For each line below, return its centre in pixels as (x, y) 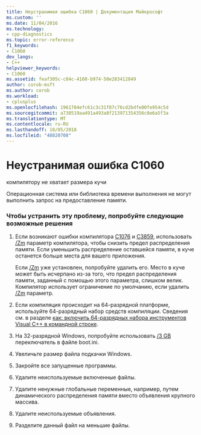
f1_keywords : (23, 46)
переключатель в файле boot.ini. (57, 343)
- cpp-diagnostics (29, 34)
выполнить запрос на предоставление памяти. (67, 200)
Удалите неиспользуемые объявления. (65, 414)
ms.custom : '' (24, 18)
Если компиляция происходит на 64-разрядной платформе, (92, 305)
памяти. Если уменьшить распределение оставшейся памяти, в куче (104, 250)
